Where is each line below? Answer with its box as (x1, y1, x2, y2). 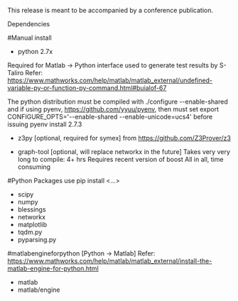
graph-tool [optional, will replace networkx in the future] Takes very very (17, 148, 231, 155)
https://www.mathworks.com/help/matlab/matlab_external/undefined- (7, 76, 213, 84)
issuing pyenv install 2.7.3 (7, 120, 82, 128)
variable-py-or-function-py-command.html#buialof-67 (7, 84, 167, 92)
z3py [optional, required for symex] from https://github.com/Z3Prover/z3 (17, 134, 231, 142)
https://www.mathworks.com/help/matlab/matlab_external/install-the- (7, 257, 212, 265)
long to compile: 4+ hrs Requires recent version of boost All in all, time (17, 155, 224, 163)
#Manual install (7, 33, 52, 42)
